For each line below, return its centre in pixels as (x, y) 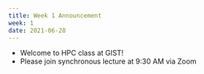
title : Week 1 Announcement (55, 16)
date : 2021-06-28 (37, 30)
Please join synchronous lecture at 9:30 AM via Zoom (108, 61)
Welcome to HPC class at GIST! (72, 53)
